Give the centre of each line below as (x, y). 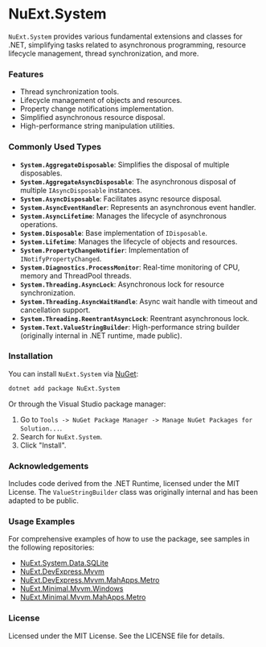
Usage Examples (42, 521)
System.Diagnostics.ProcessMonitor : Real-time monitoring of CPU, (130, 267)
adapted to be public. (43, 501)
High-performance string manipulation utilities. (97, 126)
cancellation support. (55, 310)
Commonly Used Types (55, 147)
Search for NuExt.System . (61, 436)
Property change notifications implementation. (97, 109)
